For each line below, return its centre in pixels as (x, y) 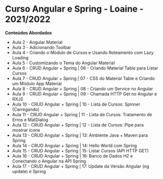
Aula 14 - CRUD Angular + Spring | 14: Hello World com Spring (74, 145)
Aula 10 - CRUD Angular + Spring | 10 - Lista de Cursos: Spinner (76, 104)
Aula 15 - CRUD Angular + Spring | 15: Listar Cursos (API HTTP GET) (81, 151)
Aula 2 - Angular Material (37, 42)
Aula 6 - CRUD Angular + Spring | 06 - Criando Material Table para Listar (85, 68)
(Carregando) (26, 109)
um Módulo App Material (37, 83)
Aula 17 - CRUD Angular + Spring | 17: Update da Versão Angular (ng (81, 166)
